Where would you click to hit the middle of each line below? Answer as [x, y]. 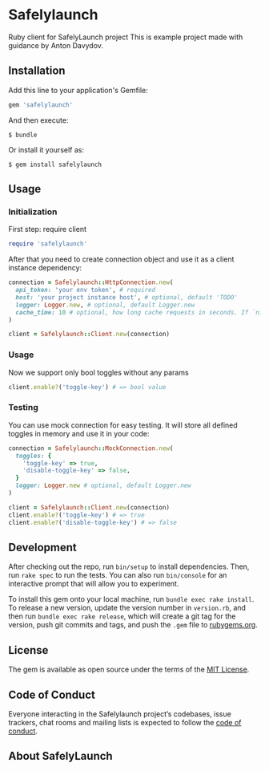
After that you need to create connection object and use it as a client [121, 259]
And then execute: [38, 120]
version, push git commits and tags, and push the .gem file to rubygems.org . [133, 625]
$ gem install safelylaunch [55, 164]
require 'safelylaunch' [48, 244]
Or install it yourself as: [46, 149]
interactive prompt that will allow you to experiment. [94, 584]
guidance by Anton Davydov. [56, 45]
